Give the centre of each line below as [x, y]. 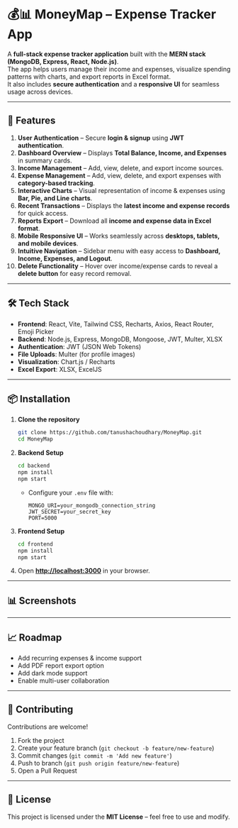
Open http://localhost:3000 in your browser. [84, 571]
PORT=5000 [43, 518]
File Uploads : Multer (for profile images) [76, 354]
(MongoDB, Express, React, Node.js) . [63, 61]
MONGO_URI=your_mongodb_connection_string [92, 505]
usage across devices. [40, 92]
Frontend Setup [41, 531]
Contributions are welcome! [48, 727]
